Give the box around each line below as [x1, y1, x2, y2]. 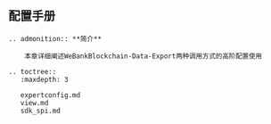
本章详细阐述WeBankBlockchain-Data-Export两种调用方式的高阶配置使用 [24, 52, 263, 61]
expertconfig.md [20, 90, 81, 100]
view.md [20, 98, 49, 107]
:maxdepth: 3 [20, 75, 69, 84]
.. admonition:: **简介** [8, 34, 102, 43]
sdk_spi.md [20, 106, 62, 115]
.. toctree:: [8, 67, 57, 76]
